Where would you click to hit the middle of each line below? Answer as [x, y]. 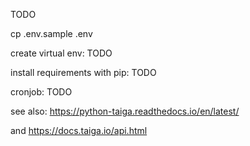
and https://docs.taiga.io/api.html [79, 130]
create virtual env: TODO [61, 53]
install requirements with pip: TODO [83, 72]
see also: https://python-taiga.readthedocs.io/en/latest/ [125, 111]
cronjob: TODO [41, 92]
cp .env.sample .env [51, 33]
